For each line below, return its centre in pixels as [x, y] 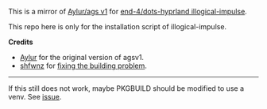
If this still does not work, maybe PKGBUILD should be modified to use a [126, 88]
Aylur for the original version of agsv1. [82, 57]
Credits [21, 42]
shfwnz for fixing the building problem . [83, 66]
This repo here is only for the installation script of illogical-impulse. [118, 26]
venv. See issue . [35, 97]
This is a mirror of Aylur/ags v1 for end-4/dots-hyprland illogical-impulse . [128, 11]
